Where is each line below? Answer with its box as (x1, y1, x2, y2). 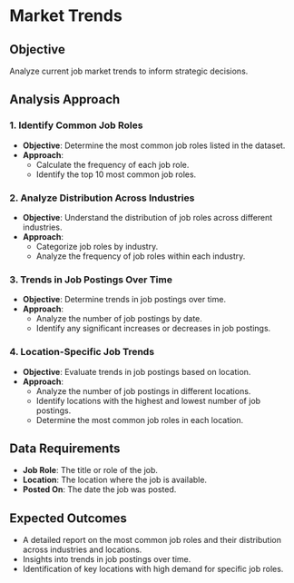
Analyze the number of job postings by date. (35, 313, 202, 324)
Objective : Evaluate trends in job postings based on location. (22, 366, 251, 377)
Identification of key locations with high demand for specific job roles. (22, 564, 284, 575)
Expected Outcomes (9, 510, 127, 526)
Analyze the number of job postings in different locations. (35, 385, 251, 396)
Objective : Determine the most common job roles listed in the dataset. (22, 140, 286, 151)
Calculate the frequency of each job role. (35, 159, 190, 170)
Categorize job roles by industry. (35, 241, 159, 252)
